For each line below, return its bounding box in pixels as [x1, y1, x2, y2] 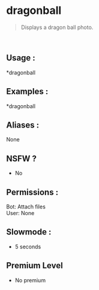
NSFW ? [6, 153, 37, 164]
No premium [14, 276, 46, 284]
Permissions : [6, 187, 59, 197]
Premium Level [6, 260, 63, 271]
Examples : [6, 86, 49, 97]
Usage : [6, 53, 36, 63]
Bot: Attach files [6, 203, 46, 210]
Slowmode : [6, 227, 52, 237]
